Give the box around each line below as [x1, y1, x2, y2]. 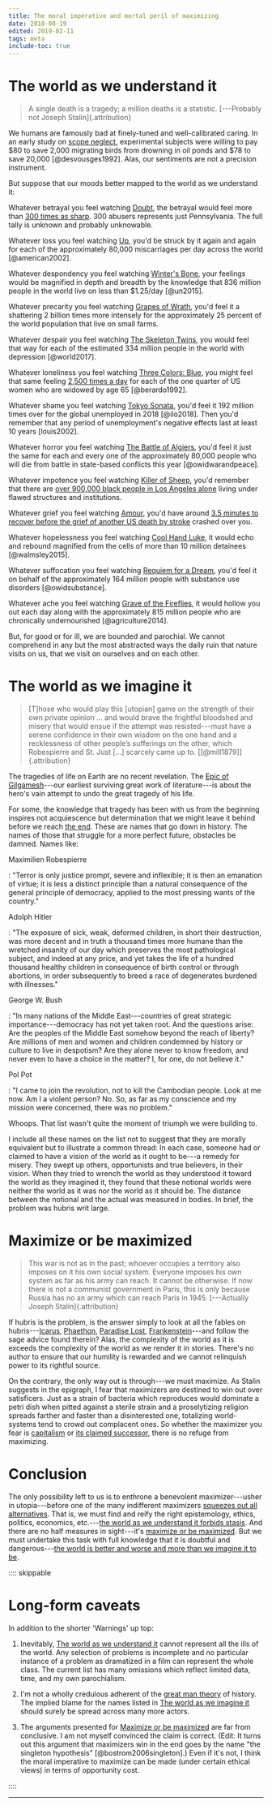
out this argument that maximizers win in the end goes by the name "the [19, 1739, 261, 1749]
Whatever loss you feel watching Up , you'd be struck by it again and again [8, 236, 257, 246]
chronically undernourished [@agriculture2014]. [8, 616, 168, 626]
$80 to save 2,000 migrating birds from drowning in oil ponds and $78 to [8, 145, 251, 155]
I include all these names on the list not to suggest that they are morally [8, 1134, 247, 1144]
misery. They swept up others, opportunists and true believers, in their [8, 1160, 243, 1170]
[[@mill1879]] [198, 748, 243, 756]
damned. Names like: [8, 839, 79, 848]
